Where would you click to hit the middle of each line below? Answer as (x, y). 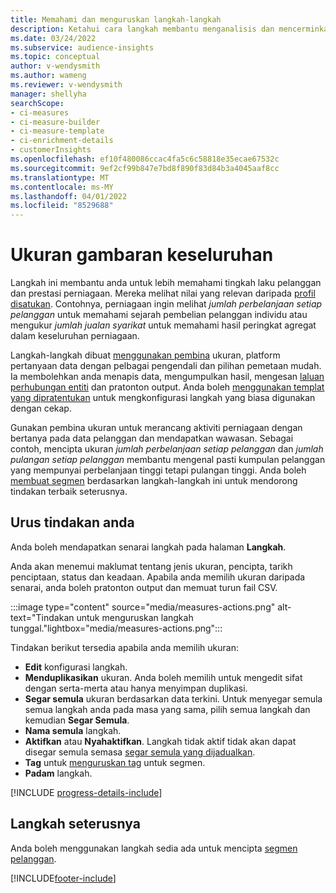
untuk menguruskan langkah (135, 617)
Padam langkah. (58, 773)
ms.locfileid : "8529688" (62, 206)
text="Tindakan (42, 617)
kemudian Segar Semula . (77, 720)
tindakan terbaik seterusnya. (69, 492)
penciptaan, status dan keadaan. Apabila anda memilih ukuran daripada (158, 577)
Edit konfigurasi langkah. (76, 667)
